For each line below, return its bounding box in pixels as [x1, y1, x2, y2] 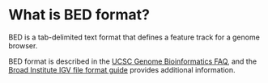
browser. [8, 40, 38, 50]
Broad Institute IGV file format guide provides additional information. [8, 64, 236, 74]
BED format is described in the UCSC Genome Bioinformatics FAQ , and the [8, 56, 257, 66]
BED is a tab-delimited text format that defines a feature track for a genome [8, 32, 261, 42]
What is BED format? [8, 6, 150, 24]
